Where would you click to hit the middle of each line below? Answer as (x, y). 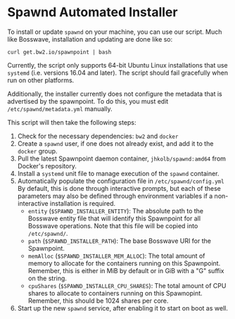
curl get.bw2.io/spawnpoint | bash (59, 52)
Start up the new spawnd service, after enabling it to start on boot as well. (123, 308)
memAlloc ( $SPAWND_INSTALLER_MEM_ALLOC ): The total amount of (116, 256)
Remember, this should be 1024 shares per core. (98, 301)
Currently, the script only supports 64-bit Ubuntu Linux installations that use (118, 65)
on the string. (47, 278)
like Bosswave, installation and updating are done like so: (90, 39)
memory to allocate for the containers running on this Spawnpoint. (124, 263)
